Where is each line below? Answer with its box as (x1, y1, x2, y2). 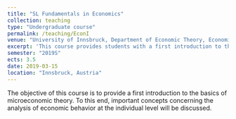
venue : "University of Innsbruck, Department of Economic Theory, (7, 37, 206, 44)
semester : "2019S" (7, 50, 61, 57)
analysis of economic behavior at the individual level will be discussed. (7, 104, 212, 112)
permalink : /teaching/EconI (7, 30, 90, 37)
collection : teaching (7, 17, 71, 24)
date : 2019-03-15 (7, 63, 58, 70)
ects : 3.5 (7, 56, 37, 63)
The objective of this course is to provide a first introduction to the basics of (7, 89, 227, 97)
